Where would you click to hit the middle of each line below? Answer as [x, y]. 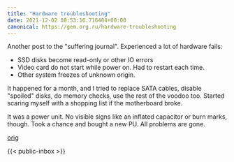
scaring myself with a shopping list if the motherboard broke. [95, 103]
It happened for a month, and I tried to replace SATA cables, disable [104, 89]
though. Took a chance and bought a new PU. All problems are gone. [107, 124]
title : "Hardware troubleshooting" [59, 14]
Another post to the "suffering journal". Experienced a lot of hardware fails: [115, 47]
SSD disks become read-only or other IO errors [85, 60]
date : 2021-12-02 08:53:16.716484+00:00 [67, 20]
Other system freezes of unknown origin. [76, 75]
